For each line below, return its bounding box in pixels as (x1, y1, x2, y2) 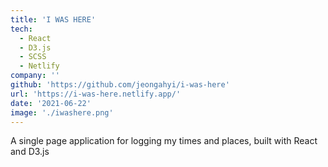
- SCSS (19, 52, 47, 62)
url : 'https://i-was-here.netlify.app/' (10, 89, 182, 99)
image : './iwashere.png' (10, 107, 114, 118)
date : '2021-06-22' (10, 98, 92, 108)
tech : (10, 24, 33, 34)
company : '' (10, 71, 60, 81)
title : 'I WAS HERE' (10, 14, 97, 25)
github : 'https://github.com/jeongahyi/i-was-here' (10, 80, 230, 90)
